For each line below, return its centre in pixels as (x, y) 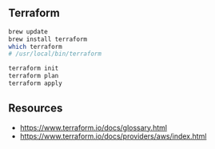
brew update (28, 31)
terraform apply (35, 83)
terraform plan (34, 76)
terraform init (34, 68)
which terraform (35, 46)
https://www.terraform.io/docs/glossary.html (94, 127)
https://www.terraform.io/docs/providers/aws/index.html (113, 136)
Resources (36, 109)
